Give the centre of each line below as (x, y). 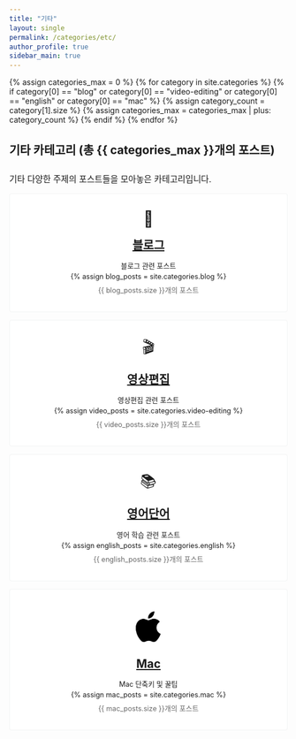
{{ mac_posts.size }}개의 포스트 (148, 709)
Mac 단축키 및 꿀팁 (148, 684)
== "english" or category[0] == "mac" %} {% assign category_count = (137, 101)
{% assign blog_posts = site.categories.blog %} (148, 277)
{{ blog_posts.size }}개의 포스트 (148, 290)
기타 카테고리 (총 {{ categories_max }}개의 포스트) (142, 150)
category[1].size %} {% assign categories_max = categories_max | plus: (140, 110)
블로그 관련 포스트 (148, 267)
